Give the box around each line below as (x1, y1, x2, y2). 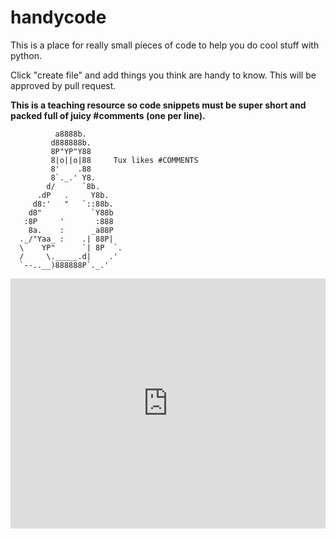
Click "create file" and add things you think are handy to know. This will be (10, 69, 317, 81)
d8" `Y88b (28, 207, 114, 218)
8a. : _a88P (28, 225, 114, 235)
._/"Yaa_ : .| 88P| (19, 234, 114, 244)
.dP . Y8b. (36, 190, 110, 200)
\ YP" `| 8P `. (19, 242, 123, 253)
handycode (10, 6, 107, 29)
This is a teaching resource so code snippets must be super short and (10, 99, 307, 111)
